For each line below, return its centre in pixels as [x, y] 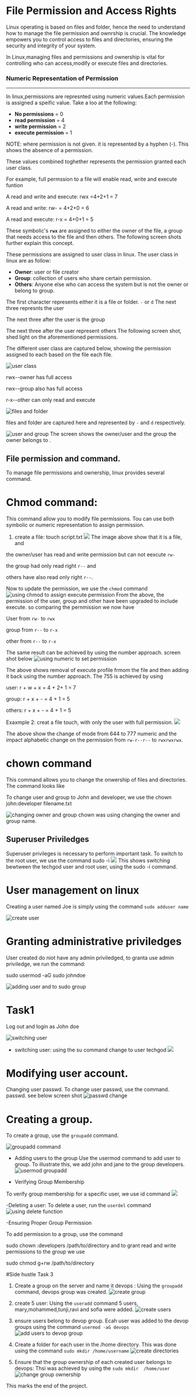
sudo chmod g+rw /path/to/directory [50, 1263]
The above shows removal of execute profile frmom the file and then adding [97, 670]
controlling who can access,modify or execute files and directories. [87, 63]
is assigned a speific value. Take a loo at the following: [71, 103]
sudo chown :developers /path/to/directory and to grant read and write [91, 1246]
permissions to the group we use [45, 1252]
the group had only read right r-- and [51, 566]
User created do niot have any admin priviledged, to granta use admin [90, 957]
